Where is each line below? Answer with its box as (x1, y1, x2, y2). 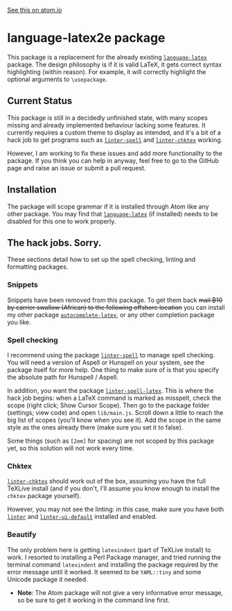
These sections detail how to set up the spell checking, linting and (7, 256, 196, 264)
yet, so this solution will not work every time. (7, 443, 134, 452)
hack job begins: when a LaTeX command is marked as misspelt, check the (7, 393, 222, 402)
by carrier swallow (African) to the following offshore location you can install (7, 303, 225, 311)
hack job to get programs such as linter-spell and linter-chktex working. (7, 135, 223, 144)
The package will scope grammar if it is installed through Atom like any (7, 202, 209, 211)
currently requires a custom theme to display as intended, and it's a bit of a (7, 128, 222, 136)
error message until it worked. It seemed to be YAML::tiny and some (7, 567, 202, 576)
